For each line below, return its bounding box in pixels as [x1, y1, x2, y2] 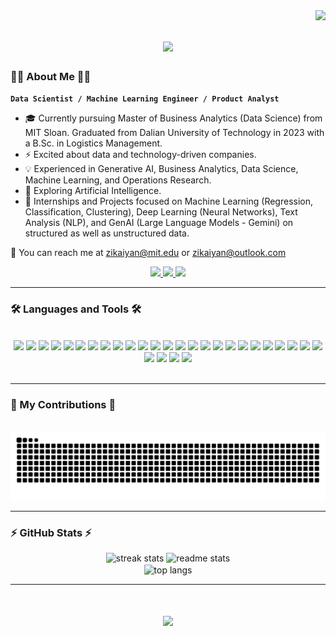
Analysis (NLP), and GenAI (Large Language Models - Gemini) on [24, 217, 294, 229]
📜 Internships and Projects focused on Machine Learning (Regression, [24, 195, 314, 208]
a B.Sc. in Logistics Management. [24, 137, 163, 149]
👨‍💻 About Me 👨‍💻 [10, 70, 92, 84]
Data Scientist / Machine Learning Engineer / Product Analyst [10, 94, 280, 104]
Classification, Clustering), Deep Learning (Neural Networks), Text [24, 206, 298, 218]
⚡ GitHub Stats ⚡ [10, 525, 92, 539]
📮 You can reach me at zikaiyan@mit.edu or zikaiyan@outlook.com [10, 247, 287, 259]
